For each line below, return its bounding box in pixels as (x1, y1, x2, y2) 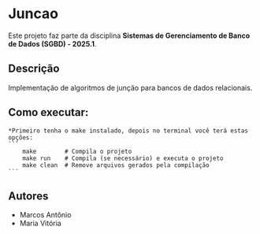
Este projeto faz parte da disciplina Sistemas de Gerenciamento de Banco (8, 31, 251, 40)
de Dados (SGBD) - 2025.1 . (8, 39, 97, 48)
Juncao (8, 5, 59, 23)
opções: (8, 133, 34, 142)
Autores (8, 189, 49, 202)
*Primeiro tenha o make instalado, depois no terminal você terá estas (8, 127, 248, 135)
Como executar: (8, 106, 89, 119)
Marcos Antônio (19, 210, 72, 220)
